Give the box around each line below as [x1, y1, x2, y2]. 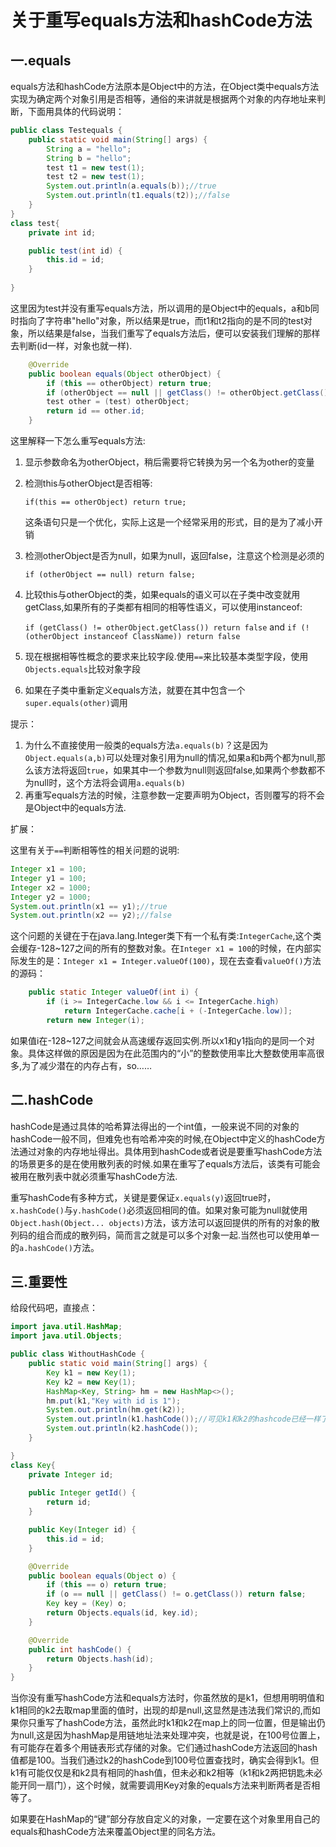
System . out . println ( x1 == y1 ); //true [10, 901, 168, 911]
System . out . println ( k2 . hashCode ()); [46, 1424, 199, 1434]
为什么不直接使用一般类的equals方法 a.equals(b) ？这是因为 [24, 739, 269, 751]
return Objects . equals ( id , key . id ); [46, 1608, 199, 1618]
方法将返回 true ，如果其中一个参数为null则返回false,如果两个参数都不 [42, 764, 326, 776]
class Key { [10, 1460, 56, 1470]
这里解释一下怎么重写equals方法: [10, 435, 146, 446]
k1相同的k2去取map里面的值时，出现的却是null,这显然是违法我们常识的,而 [10, 1704, 312, 1716]
